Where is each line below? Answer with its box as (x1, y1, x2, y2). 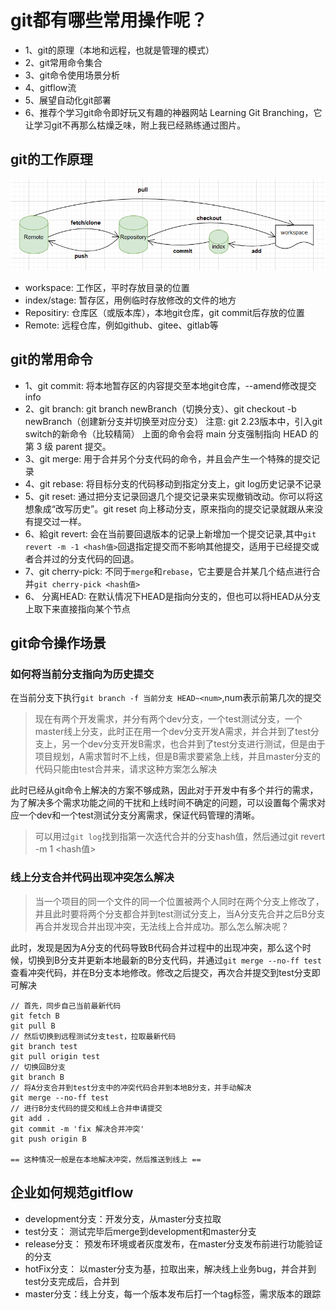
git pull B (10, 1021, 56, 1031)
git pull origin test (10, 1051, 101, 1061)
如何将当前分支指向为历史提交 (10, 667, 155, 681)
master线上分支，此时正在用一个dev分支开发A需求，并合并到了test (34, 726, 311, 738)
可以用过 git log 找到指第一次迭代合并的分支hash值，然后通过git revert (34, 831, 325, 843)
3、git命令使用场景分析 (24, 69, 121, 81)
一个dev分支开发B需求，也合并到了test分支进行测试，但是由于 (69, 738, 326, 750)
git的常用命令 (10, 351, 93, 368)
